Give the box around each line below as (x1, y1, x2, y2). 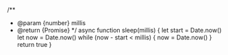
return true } (16, 41, 52, 48)
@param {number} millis (16, 19, 86, 26)
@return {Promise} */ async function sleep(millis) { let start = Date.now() (16, 26, 222, 34)
